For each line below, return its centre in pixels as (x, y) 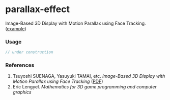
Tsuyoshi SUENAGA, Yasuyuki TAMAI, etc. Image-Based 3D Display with (89, 76)
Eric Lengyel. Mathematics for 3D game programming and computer (84, 87)
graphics (22, 92)
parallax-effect (38, 9)
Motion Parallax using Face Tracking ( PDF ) (58, 81)
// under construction (29, 52)
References (20, 65)
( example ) (16, 28)
